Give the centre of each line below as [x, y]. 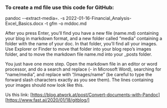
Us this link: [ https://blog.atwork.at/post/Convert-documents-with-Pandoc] [82, 95]
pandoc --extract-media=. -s [35, 18]
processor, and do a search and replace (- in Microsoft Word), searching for [83, 69]
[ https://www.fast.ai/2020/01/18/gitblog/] [47, 100]
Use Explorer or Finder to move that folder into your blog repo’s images [78, 49]
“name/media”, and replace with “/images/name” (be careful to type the [79, 75]
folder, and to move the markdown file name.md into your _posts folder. [79, 54]
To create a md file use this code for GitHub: [59, 7]
